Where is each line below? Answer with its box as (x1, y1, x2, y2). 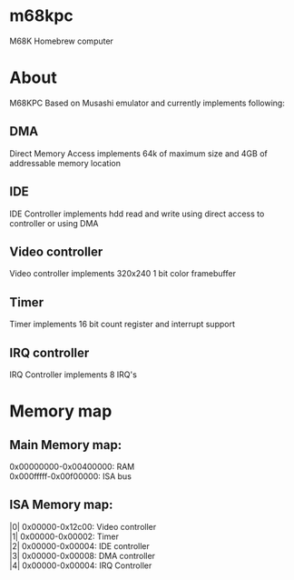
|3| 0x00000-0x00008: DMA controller (9, 550, 156, 561)
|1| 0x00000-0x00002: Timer (9, 531, 120, 542)
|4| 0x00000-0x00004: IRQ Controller (9, 560, 152, 571)
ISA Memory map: (9, 497, 113, 513)
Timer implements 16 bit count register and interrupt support (9, 319, 236, 330)
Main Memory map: (9, 437, 122, 453)
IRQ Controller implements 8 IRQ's (9, 369, 138, 380)
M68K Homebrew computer (9, 35, 113, 46)
